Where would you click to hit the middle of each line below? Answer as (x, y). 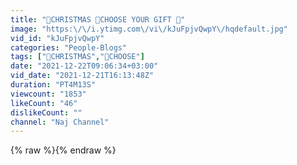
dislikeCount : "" (46, 112)
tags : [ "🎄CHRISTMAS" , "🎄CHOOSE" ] (77, 57)
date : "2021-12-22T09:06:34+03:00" (84, 66)
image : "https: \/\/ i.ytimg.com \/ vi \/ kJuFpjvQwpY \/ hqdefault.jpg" (149, 29)
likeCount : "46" (44, 103)
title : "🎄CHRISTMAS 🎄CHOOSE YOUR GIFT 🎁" (98, 19)
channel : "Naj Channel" (60, 122)
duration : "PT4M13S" (53, 85)
